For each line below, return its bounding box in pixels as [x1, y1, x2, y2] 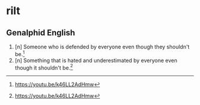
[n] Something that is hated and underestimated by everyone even [14, 57, 177, 64]
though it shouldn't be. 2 [14, 63, 73, 71]
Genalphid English [6, 28, 76, 38]
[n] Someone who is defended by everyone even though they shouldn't [14, 43, 190, 50]
